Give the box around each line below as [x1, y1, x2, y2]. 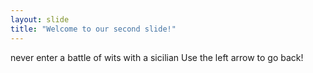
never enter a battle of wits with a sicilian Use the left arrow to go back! [10, 51, 304, 63]
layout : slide [10, 14, 70, 25]
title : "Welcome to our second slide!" [10, 24, 177, 34]
